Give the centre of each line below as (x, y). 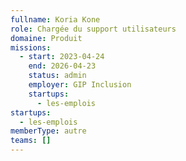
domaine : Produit (46, 38)
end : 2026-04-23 (62, 66)
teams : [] (31, 141)
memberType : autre (48, 131)
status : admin (57, 76)
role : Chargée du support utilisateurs (93, 29)
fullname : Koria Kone (55, 19)
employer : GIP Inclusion (80, 85)
